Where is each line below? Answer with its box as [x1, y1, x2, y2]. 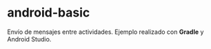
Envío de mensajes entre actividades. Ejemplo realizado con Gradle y [7, 28, 204, 36]
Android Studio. [7, 35, 52, 43]
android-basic [7, 5, 90, 21]
